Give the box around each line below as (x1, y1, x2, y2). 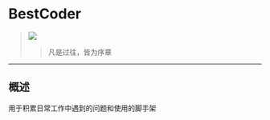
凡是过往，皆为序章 (47, 47, 112, 57)
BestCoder (8, 5, 82, 23)
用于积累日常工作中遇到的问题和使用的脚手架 (8, 103, 157, 113)
